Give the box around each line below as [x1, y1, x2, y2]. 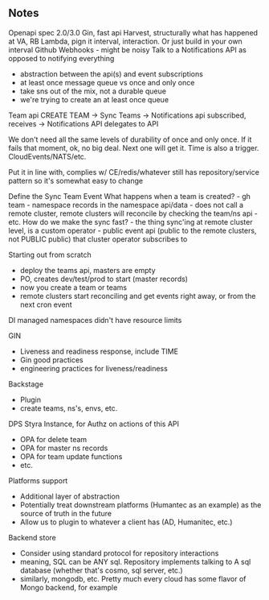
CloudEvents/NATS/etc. [8, 151, 87, 161]
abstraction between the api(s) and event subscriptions [19, 68, 203, 79]
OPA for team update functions [19, 451, 123, 461]
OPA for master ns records [19, 443, 108, 453]
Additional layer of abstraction [19, 491, 120, 501]
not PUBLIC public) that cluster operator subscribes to [8, 234, 188, 244]
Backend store [8, 532, 56, 542]
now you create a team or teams [19, 282, 128, 292]
